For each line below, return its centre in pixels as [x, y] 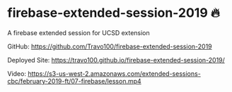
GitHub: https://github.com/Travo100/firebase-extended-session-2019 [110, 46]
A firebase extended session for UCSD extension [79, 32]
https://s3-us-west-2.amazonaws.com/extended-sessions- [115, 73]
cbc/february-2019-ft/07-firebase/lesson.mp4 [74, 81]
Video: [17, 73]
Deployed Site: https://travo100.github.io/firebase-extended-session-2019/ [116, 60]
